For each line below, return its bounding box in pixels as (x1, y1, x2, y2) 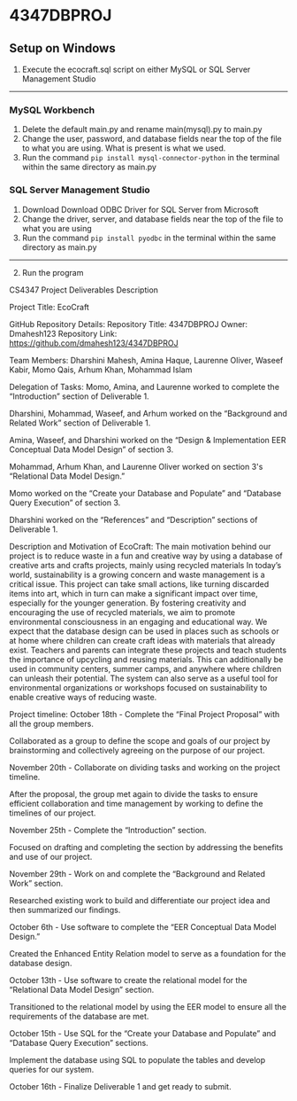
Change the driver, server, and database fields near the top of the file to (21, 214, 284, 224)
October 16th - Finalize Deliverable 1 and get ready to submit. (9, 1081, 232, 1091)
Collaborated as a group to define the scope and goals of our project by (9, 735, 271, 746)
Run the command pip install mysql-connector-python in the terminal (21, 152, 280, 163)
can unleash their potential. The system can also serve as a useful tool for (9, 673, 278, 683)
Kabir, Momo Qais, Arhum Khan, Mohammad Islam (9, 364, 193, 375)
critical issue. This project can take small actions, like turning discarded (9, 578, 270, 590)
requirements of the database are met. (9, 1011, 149, 1021)
